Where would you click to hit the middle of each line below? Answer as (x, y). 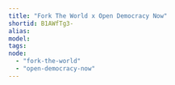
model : (19, 38)
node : (17, 53)
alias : (19, 31)
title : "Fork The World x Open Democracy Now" (88, 16)
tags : (17, 46)
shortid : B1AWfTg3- (41, 23)
